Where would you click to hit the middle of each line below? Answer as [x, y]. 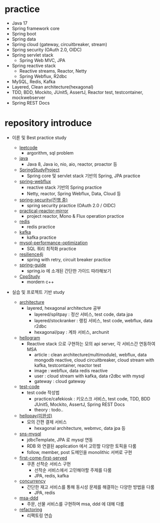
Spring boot [24, 34]
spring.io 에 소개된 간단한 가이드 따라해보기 [69, 271]
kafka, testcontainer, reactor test [68, 365]
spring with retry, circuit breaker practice [69, 259]
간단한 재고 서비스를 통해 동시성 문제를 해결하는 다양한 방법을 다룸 [91, 487]
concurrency [32, 481]
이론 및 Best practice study [39, 137]
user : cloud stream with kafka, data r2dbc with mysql [89, 376]
